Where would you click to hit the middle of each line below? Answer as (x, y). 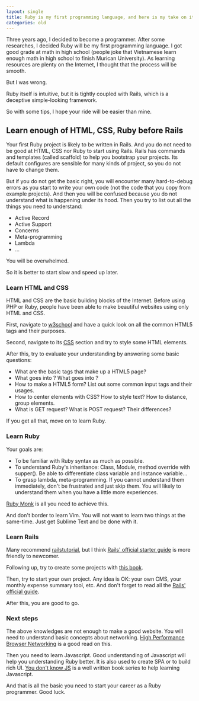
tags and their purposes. (36, 331)
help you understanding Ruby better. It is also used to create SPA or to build (98, 662)
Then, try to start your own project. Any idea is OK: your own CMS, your (94, 579)
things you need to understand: (44, 207)
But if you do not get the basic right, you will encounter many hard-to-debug (99, 181)
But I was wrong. (27, 82)
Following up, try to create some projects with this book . (75, 568)
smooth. (16, 71)
